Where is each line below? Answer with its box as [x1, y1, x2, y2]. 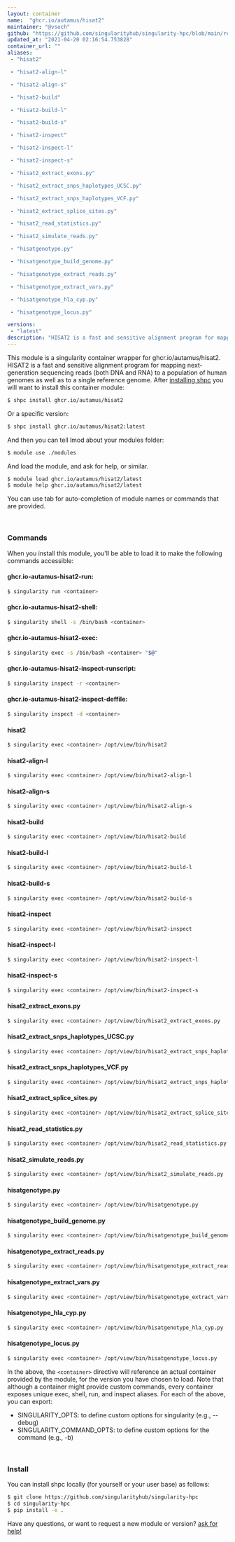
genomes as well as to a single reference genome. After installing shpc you [7, 375, 224, 384]
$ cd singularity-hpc [7, 1500, 71, 1507]
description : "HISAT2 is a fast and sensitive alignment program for [7, 334, 215, 342]
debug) [17, 1418, 39, 1426]
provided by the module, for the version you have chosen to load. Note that [7, 1375, 224, 1383]
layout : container [7, 10, 61, 18]
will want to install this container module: [7, 383, 124, 391]
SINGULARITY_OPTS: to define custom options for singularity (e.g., [17, 1410, 211, 1419]
